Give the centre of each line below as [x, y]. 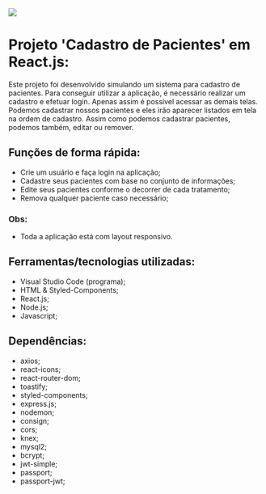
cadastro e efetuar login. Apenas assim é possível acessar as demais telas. [133, 101]
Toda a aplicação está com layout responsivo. [96, 237]
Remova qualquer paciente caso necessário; [94, 198]
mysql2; [33, 446]
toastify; [34, 386]
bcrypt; [32, 455]
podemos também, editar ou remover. [71, 127]
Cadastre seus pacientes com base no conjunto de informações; [128, 180]
